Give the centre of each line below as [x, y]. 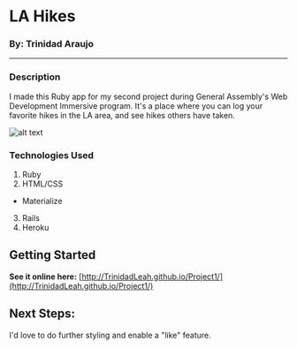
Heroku [35, 228]
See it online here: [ [46, 277]
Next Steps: [42, 314]
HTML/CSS [42, 184]
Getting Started [53, 255]
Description [35, 77]
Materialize [42, 201]
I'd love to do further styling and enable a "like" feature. [110, 335]
